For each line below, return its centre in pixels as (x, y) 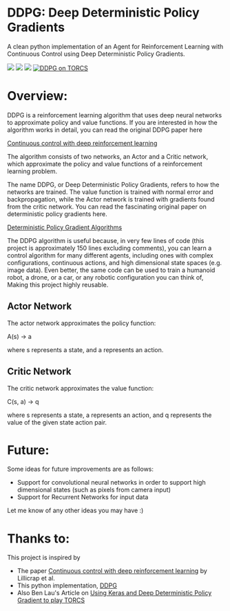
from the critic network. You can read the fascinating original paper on (107, 206)
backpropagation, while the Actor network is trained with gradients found (111, 199)
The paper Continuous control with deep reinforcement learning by (112, 571)
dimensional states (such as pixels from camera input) (94, 490)
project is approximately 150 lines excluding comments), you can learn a (109, 248)
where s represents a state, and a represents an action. (85, 349)
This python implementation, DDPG (67, 585)
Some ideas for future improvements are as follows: (80, 469)
